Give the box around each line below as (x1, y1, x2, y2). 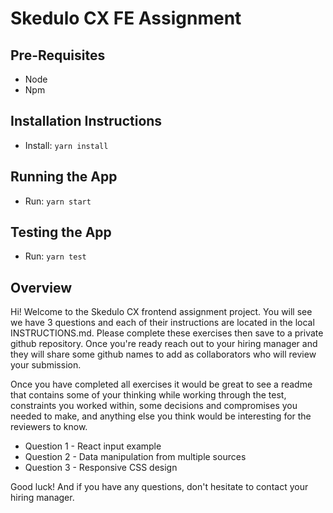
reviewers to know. (10, 421, 88, 433)
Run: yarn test (24, 250, 87, 262)
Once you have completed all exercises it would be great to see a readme (10, 378, 313, 391)
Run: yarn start (24, 195, 92, 207)
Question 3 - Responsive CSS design (24, 462, 178, 474)
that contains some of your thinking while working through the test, (10, 389, 287, 401)
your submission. (10, 359, 82, 371)
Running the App (10, 168, 118, 186)
